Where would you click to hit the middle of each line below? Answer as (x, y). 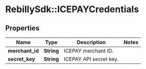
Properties (22, 28)
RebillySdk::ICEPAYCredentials (72, 9)
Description (91, 42)
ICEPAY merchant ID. (89, 51)
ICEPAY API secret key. (91, 59)
